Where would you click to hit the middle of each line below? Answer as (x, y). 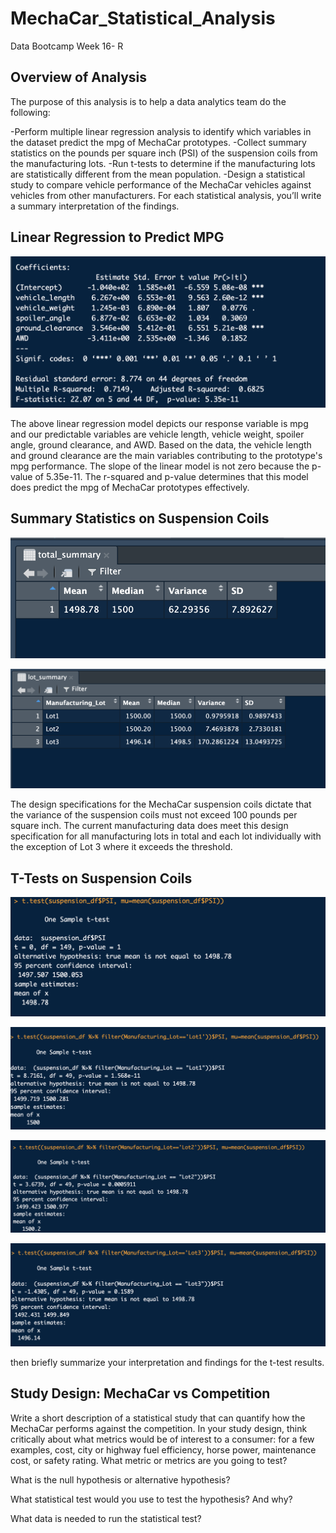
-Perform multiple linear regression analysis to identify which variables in (161, 131)
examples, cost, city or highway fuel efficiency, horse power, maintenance (163, 1449)
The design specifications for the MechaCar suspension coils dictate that (161, 804)
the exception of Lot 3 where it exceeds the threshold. (121, 847)
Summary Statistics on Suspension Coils (140, 518)
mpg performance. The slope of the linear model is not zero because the (160, 466)
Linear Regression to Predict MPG (117, 237)
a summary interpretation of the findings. (95, 206)
